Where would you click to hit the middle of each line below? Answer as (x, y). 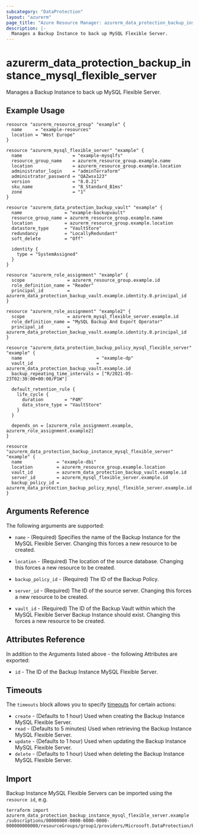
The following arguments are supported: (55, 525)
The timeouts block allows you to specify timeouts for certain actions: (91, 704)
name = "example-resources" (52, 129)
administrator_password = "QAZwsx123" (60, 176)
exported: (18, 660)
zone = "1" (49, 192)
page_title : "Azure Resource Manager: (54, 23)
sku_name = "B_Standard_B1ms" (67, 187)
